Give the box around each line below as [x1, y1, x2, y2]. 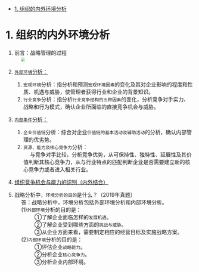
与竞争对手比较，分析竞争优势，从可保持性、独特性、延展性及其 [30, 151, 187, 158]
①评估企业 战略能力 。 [34, 243, 86, 251]
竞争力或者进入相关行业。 [28, 166, 92, 173]
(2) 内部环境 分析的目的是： [21, 236, 83, 243]
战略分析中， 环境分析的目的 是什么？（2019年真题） [14, 191, 136, 198]
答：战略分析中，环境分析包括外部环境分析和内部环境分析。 [21, 199, 167, 206]
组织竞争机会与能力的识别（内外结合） [14, 178, 108, 186]
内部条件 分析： [14, 116, 48, 123]
